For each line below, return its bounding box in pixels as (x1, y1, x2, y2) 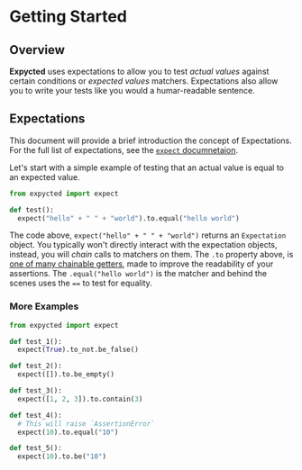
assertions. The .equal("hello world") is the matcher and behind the (9, 268, 268, 279)
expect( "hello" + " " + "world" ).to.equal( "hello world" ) (17, 213, 241, 222)
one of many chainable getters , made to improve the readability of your (9, 258, 274, 269)
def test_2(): (9, 362, 63, 371)
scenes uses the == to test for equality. (9, 277, 153, 289)
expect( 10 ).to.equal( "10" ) (17, 428, 119, 437)
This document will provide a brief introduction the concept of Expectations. (9, 135, 293, 146)
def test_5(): (9, 444, 63, 453)
